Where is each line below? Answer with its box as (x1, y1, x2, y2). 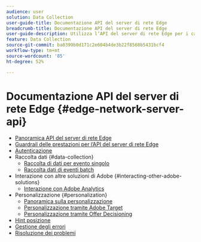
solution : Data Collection (6, 14, 74, 20)
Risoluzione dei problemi (14, 229, 76, 237)
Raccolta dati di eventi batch (23, 166, 95, 173)
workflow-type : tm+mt (6, 48, 60, 54)
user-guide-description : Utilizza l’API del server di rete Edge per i (6, 31, 188, 37)
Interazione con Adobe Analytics (23, 185, 105, 193)
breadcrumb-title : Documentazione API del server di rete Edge (6, 25, 167, 32)
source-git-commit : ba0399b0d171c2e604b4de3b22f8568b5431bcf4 (6, 42, 165, 48)
